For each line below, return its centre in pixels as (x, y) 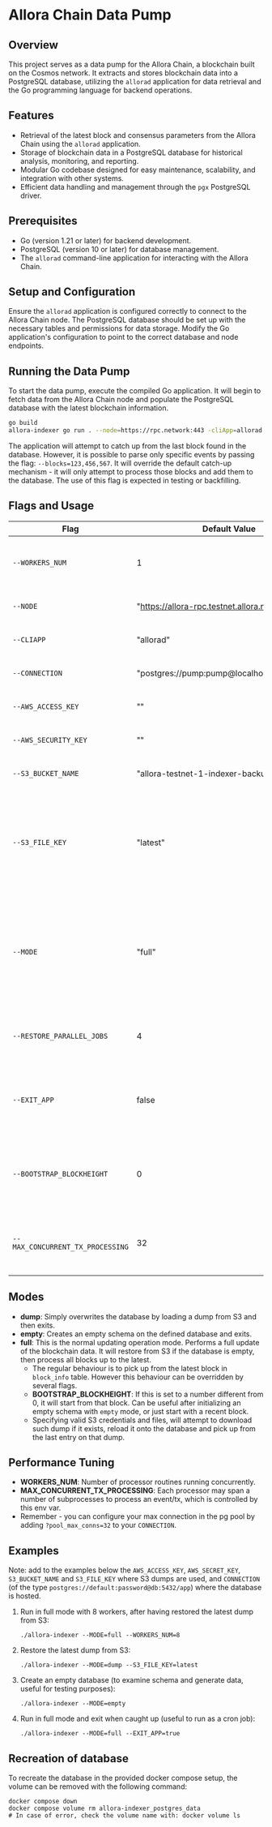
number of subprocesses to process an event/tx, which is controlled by (139, 1499)
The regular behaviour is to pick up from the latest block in (130, 1368)
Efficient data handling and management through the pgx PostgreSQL (135, 187)
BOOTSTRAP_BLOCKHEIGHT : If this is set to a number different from (148, 1394)
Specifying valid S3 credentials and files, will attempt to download (142, 1420)
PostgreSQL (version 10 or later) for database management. (119, 249)
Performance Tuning (62, 1462)
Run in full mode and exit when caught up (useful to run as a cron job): (138, 1719)
